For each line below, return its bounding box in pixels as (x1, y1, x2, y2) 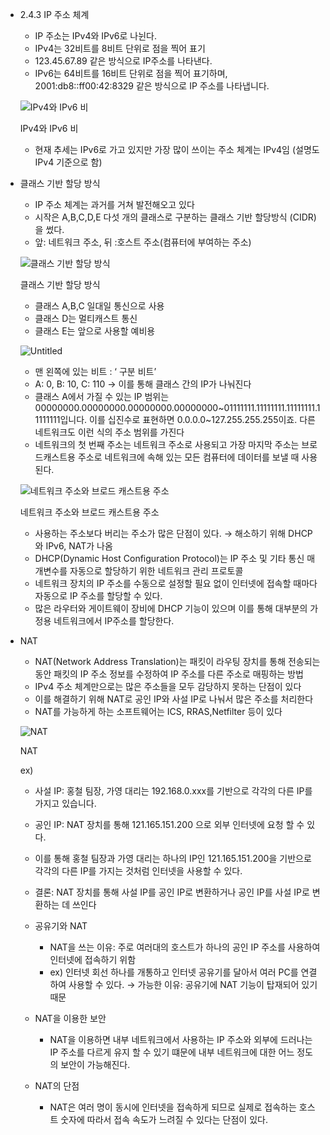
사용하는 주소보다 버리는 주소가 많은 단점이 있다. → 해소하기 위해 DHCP (34, 528, 313, 539)
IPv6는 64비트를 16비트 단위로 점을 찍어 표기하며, (34, 68, 228, 79)
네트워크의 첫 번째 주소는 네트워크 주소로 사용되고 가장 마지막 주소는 (34, 439, 300, 450)
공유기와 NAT (34, 920, 88, 932)
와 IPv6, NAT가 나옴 (34, 540, 113, 552)
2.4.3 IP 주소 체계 (19, 9, 90, 20)
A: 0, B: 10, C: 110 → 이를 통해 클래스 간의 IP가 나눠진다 (34, 378, 252, 390)
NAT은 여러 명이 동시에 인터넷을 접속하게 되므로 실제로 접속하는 (49, 1101, 297, 1113)
